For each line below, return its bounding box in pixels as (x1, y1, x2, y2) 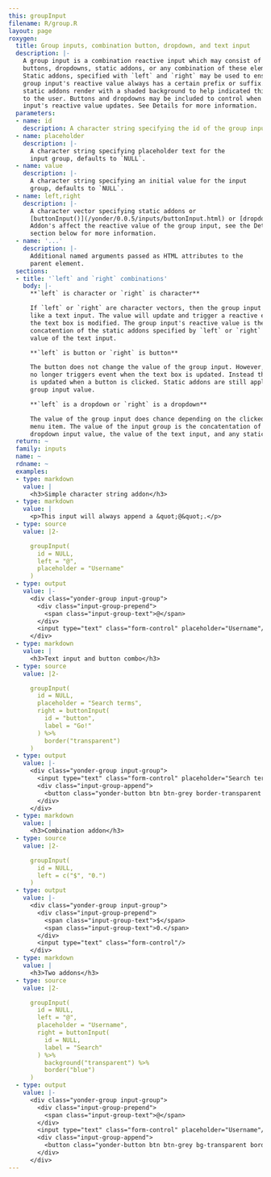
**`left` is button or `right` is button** (29, 349, 179, 357)
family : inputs (15, 445, 67, 453)
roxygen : (8, 34, 38, 43)
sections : (15, 267, 48, 275)
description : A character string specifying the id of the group (23, 124, 248, 132)
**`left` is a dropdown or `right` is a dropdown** (29, 400, 207, 408)
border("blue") (44, 1066, 95, 1074)
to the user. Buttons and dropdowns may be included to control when (23, 94, 262, 103)
